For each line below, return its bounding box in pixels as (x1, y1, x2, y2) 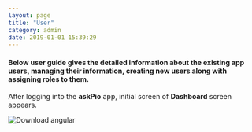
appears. (8, 100, 37, 110)
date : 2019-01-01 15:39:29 (8, 33, 97, 42)
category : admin (8, 26, 61, 34)
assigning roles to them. (8, 74, 89, 83)
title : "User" (8, 19, 55, 27)
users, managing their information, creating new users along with (8, 66, 227, 75)
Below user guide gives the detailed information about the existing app (8, 57, 245, 67)
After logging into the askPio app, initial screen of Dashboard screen (8, 92, 232, 101)
